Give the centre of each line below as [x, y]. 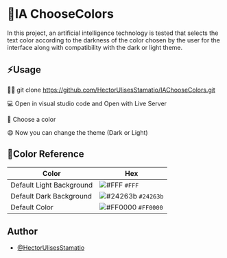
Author [22, 231]
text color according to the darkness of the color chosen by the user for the [114, 40]
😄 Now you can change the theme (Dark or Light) [78, 132]
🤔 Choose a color [32, 119]
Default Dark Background [51, 196]
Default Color [32, 207]
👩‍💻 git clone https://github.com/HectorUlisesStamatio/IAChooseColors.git [111, 90]
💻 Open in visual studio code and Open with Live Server [87, 103]
